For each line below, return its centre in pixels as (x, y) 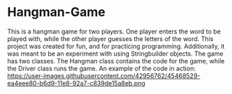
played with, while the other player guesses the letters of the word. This (110, 38)
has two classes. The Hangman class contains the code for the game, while (116, 61)
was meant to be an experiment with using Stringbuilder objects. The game (115, 54)
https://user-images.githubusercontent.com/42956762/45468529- (104, 76)
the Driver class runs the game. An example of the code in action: (101, 68)
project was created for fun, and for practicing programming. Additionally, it (116, 46)
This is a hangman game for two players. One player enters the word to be (114, 31)
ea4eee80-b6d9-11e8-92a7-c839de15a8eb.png (76, 83)
